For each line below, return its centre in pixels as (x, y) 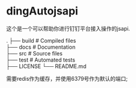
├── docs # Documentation (41, 47)
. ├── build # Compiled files (41, 40)
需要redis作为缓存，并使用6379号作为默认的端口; (67, 78)
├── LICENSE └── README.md (46, 66)
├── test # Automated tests (41, 60)
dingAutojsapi (42, 11)
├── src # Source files (35, 53)
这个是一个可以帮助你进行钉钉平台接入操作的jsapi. (68, 28)
